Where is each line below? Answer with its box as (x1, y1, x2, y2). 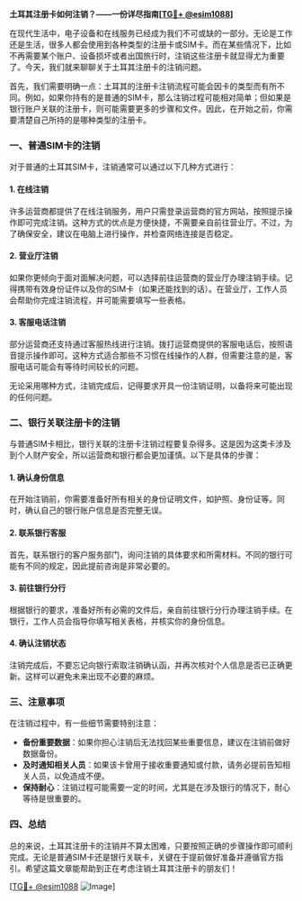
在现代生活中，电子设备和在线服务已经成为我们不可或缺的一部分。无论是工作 (9, 28, 293, 39)
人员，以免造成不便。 (30, 770, 110, 782)
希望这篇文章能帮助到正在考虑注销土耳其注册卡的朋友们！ (24, 862, 238, 873)
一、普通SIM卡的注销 (9, 139, 101, 151)
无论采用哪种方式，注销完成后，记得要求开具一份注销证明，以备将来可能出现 (9, 380, 293, 391)
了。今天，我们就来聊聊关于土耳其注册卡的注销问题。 (9, 62, 207, 72)
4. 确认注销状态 (9, 638, 67, 649)
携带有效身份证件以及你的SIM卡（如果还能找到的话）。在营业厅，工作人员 (16, 283, 288, 294)
